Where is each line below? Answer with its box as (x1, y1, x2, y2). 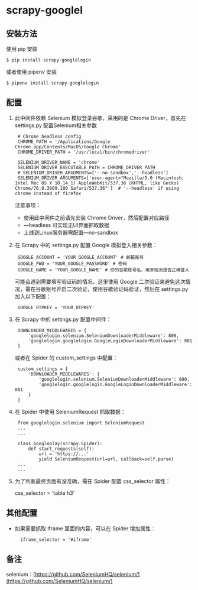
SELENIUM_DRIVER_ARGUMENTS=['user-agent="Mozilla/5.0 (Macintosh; (17, 175, 184, 181)
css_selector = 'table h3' (14, 489, 75, 497)
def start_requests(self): (28, 446, 95, 452)
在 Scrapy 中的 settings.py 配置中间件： (14, 316, 112, 323)
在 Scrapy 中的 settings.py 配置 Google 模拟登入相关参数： (14, 241, 158, 248)
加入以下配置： (14, 293, 51, 300)
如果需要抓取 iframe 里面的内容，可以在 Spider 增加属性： (14, 524, 156, 532)
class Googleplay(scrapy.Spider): (17, 440, 103, 446)
